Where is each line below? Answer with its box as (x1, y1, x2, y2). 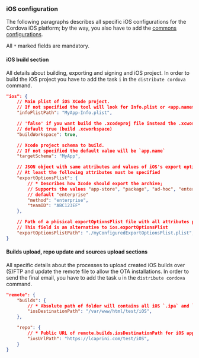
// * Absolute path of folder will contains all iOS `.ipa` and (27, 303, 190, 309)
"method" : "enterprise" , (27, 197, 89, 203)
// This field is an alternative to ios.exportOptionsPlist (17, 224, 168, 230)
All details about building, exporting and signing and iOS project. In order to (6, 69, 190, 76)
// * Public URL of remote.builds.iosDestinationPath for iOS (27, 330, 184, 337)
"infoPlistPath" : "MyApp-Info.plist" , (17, 110, 113, 116)
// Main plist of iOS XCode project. (17, 99, 110, 105)
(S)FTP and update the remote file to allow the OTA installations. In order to (6, 268, 190, 275)
